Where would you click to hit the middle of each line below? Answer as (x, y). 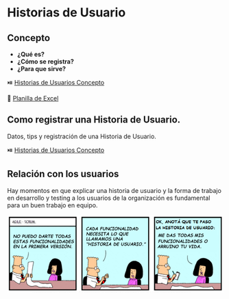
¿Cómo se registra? (45, 62)
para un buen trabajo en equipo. (52, 205)
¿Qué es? (31, 54)
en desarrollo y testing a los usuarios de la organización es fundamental (109, 198)
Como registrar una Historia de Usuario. (94, 120)
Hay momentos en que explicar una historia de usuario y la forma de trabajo (114, 190)
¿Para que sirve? (41, 69)
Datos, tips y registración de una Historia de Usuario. (82, 136)
